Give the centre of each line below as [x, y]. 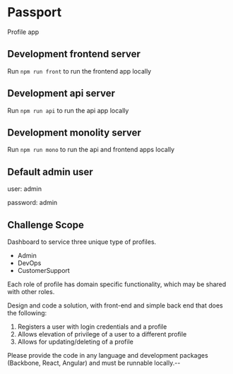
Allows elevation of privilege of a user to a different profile [102, 334]
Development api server [61, 94]
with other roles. [31, 292]
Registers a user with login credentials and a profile [92, 327]
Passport [35, 12]
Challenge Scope [46, 224]
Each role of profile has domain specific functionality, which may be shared [117, 284]
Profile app [23, 32]
